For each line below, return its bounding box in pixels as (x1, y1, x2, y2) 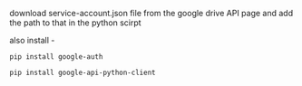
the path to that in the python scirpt (9, 17, 142, 28)
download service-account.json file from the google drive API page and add (9, 8, 293, 18)
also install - (9, 35, 55, 45)
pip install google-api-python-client (9, 68, 156, 77)
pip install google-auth (9, 53, 103, 62)
